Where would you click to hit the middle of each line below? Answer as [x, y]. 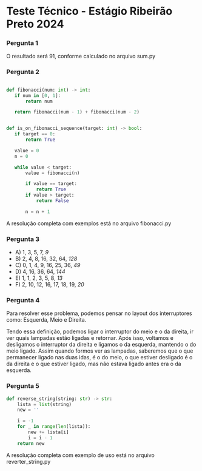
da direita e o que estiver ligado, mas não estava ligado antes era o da [94, 364]
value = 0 [27, 151]
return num [39, 101]
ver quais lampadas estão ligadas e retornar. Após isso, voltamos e [90, 338]
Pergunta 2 [23, 72]
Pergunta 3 [23, 239]
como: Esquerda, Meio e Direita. [46, 320]
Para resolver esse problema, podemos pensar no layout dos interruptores [99, 313]
